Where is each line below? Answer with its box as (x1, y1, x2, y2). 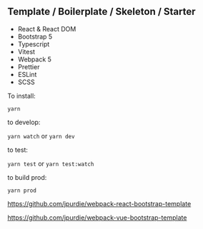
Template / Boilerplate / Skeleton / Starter (7, 6, 196, 18)
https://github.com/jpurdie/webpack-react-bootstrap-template (7, 199, 192, 208)
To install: (7, 91, 36, 100)
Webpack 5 (17, 55, 52, 63)
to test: (7, 146, 29, 154)
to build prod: (7, 173, 47, 181)
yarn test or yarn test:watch (7, 159, 94, 168)
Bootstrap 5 (17, 32, 53, 41)
